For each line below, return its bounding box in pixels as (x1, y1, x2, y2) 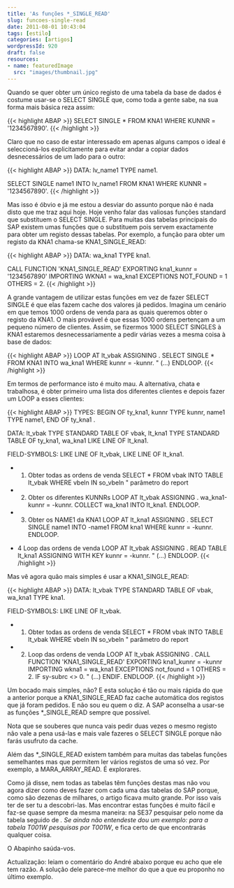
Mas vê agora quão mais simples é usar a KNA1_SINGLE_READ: (7, 572, 189, 580)
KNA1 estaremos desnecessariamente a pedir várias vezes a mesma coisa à (7, 330, 226, 338)
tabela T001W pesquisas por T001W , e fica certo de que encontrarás (7, 823, 206, 831)
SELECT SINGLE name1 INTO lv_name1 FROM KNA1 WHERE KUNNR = (7, 179, 207, 187)
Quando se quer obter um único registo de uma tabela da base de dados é (7, 88, 222, 96)
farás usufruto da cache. (7, 736, 78, 745)
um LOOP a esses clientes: (7, 394, 85, 403)
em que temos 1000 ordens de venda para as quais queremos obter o (7, 308, 208, 316)
